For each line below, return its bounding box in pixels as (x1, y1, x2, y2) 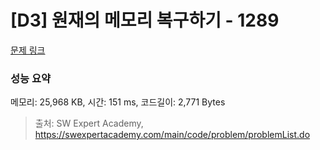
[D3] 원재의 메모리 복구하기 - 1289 (10, 9, 280, 32)
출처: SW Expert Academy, (34, 117, 144, 130)
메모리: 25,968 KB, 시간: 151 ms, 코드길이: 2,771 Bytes (10, 96, 226, 108)
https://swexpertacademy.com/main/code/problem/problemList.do (34, 129, 311, 141)
